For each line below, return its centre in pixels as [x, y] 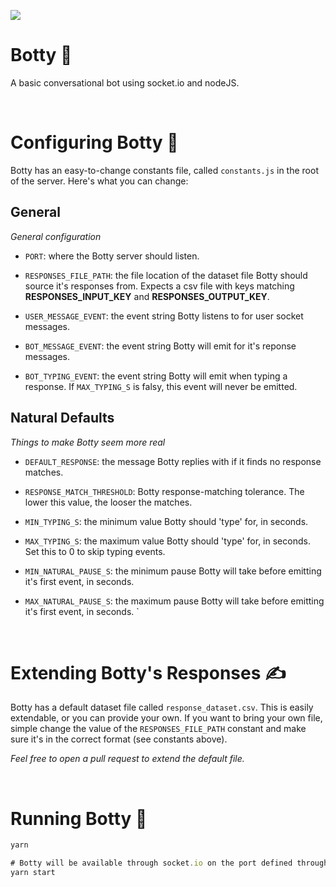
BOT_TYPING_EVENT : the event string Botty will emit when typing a [156, 376]
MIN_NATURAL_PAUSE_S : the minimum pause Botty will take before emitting [173, 571]
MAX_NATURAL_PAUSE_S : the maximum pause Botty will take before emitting [174, 601]
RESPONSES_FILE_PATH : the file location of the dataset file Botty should [166, 275]
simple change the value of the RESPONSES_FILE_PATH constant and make [158, 729]
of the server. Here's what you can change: [99, 181]
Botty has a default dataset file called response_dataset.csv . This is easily [162, 707]
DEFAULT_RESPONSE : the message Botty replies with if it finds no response [173, 461]
